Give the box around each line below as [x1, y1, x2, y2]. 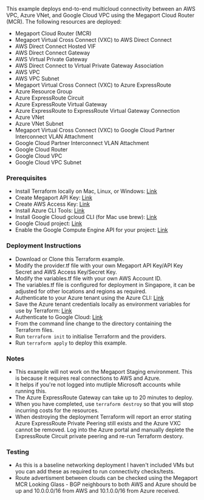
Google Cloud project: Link [15, 220, 83, 227]
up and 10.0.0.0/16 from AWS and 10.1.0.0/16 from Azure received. [15, 487, 180, 495]
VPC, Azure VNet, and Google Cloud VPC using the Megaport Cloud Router [6, 12, 195, 19]
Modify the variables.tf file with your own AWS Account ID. [15, 274, 162, 282]
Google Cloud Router [15, 146, 68, 153]
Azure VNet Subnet [15, 120, 64, 127]
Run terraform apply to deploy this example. [15, 339, 127, 346]
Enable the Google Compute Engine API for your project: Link [15, 226, 168, 234]
